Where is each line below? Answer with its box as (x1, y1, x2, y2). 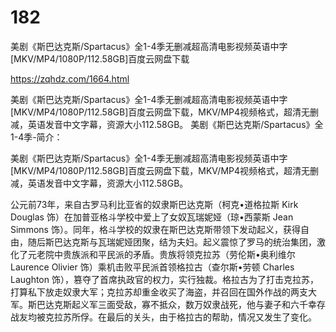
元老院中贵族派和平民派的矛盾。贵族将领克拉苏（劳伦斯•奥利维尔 (27, 248, 296, 260)
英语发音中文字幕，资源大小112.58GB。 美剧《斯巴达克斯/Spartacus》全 (27, 118, 324, 130)
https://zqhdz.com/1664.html (10, 72, 130, 85)
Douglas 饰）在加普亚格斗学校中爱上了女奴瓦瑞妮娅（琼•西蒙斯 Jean (10, 211, 294, 223)
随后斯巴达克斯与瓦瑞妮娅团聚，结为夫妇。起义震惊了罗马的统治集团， (27, 236, 317, 248)
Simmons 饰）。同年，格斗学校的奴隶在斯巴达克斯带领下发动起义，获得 (10, 223, 301, 235)
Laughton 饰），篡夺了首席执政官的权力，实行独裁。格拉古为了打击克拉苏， (10, 273, 319, 285)
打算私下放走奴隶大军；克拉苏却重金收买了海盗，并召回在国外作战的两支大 (10, 286, 317, 298)
